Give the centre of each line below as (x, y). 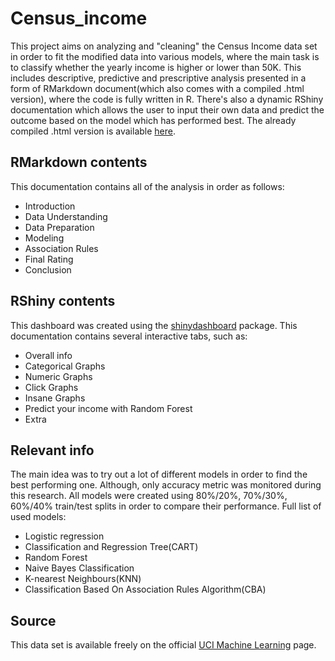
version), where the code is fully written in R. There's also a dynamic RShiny (167, 99)
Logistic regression (64, 536)
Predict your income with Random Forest (108, 408)
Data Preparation (59, 227)
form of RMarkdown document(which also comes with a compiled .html (157, 88)
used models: (38, 517)
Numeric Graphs (58, 376)
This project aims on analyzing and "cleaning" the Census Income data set (164, 46)
